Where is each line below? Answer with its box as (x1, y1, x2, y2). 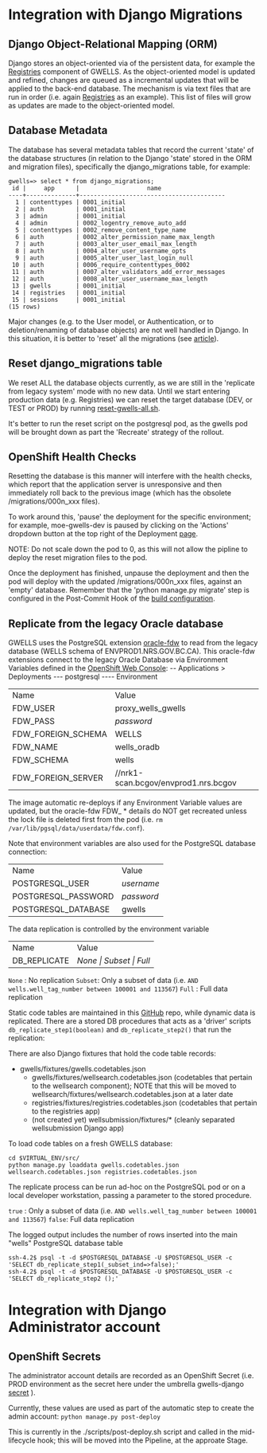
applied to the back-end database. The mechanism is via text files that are (8, 84, 251, 93)
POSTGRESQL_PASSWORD (12, 891, 114, 902)
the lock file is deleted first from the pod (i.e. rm (8, 815, 163, 824)
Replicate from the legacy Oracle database (8, 617, 224, 630)
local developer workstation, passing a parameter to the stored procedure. (8, 1191, 252, 1200)
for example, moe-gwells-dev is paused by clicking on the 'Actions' (8, 520, 229, 531)
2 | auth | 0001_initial (15, 205, 126, 213)
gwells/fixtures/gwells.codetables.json (19, 1064, 146, 1074)
